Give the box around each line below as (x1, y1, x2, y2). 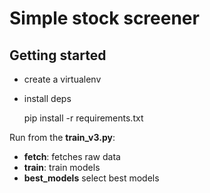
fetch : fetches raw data (23, 151, 121, 162)
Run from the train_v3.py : (9, 132, 116, 143)
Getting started (9, 47, 107, 64)
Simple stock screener (9, 7, 200, 30)
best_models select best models (23, 172, 160, 184)
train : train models (23, 162, 101, 173)
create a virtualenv (23, 73, 102, 85)
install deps (23, 93, 72, 104)
